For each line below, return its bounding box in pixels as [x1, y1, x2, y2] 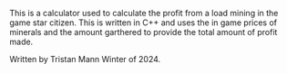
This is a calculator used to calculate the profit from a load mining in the [9, 8, 279, 18]
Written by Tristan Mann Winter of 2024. [9, 54, 161, 64]
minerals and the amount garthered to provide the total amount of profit [9, 27, 278, 37]
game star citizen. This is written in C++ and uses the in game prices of [9, 17, 278, 28]
